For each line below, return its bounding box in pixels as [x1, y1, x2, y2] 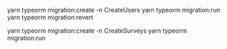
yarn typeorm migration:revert [7, 13, 94, 21]
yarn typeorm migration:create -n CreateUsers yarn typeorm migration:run [7, 6, 221, 14]
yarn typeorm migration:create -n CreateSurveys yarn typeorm [7, 27, 187, 35]
